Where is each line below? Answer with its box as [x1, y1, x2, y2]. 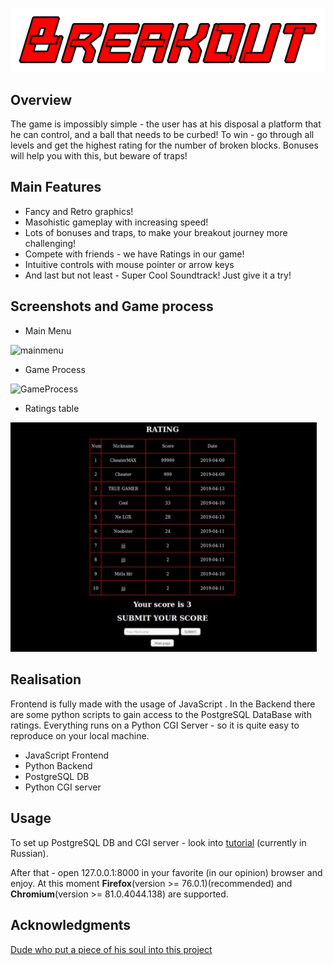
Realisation [10, 671, 82, 688]
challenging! [24, 237, 77, 249]
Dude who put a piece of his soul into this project [10, 943, 213, 955]
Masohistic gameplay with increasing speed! [24, 216, 209, 228]
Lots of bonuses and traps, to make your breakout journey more [24, 226, 288, 238]
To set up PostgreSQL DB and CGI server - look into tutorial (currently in [10, 836, 307, 848]
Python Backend [24, 759, 93, 772]
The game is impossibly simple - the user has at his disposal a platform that [10, 118, 322, 130]
